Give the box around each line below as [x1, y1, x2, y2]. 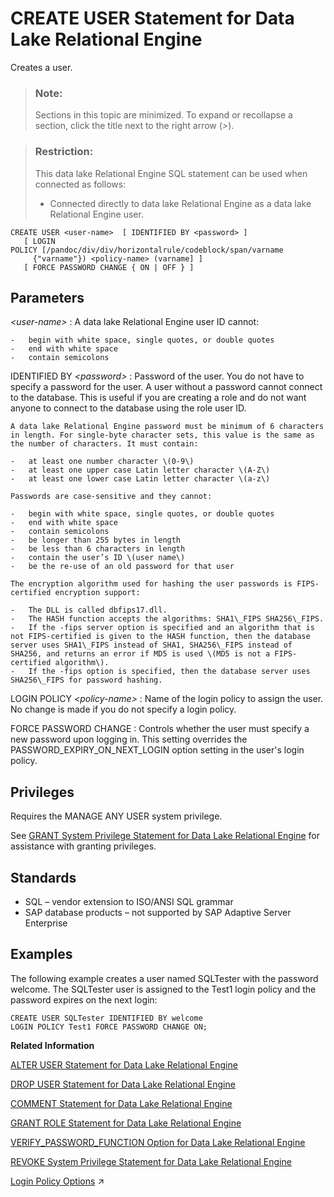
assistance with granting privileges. [10, 840, 157, 852]
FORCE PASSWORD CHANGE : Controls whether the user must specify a [10, 723, 310, 735]
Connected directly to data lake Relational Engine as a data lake [49, 197, 312, 209]
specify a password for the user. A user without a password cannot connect [10, 381, 323, 393]
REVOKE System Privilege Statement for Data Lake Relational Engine [10, 1155, 292, 1167]
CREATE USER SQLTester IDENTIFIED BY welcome [10, 1013, 203, 1023]
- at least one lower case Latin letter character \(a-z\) [10, 474, 271, 484]
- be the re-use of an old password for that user [10, 562, 235, 572]
